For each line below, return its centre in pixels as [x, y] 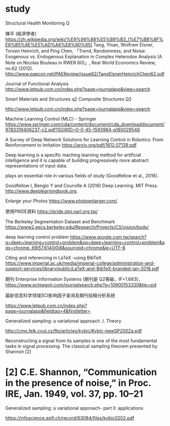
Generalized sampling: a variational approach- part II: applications [74, 408]
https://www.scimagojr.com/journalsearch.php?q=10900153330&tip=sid [81, 285]
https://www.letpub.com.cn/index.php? [46, 305]
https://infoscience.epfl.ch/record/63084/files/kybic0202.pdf [70, 418]
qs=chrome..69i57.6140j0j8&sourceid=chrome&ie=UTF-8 [65, 248]
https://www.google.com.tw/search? [108, 237]
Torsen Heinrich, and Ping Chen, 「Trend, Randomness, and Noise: [76, 51]
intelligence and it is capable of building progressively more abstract [77, 160]
